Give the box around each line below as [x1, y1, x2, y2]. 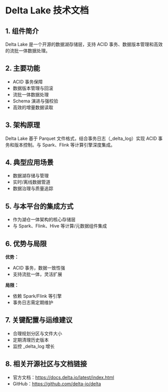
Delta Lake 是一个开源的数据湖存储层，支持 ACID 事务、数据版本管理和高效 [5, 42, 163, 47]
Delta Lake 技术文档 [5, 5, 89, 16]
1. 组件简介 [5, 27, 39, 35]
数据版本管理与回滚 [12, 85, 54, 91]
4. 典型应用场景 [5, 158, 54, 167]
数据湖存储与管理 [12, 173, 49, 179]
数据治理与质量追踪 [12, 185, 54, 192]
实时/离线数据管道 [12, 179, 51, 185]
